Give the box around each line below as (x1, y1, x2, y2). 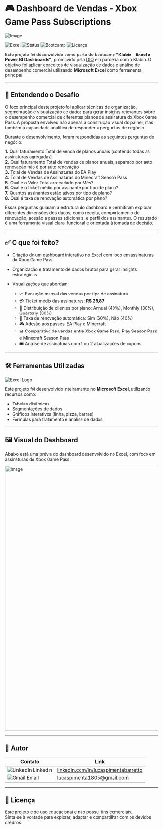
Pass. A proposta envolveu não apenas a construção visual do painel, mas (5, 119, 154, 125)
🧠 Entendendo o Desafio (5, 91, 80, 99)
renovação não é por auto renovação (5, 164, 79, 170)
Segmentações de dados (12, 406, 63, 412)
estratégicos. (12, 271, 39, 277)
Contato (20, 758, 40, 765)
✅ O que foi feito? (5, 239, 59, 247)
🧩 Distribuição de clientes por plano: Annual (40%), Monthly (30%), (19, 305, 155, 311)
